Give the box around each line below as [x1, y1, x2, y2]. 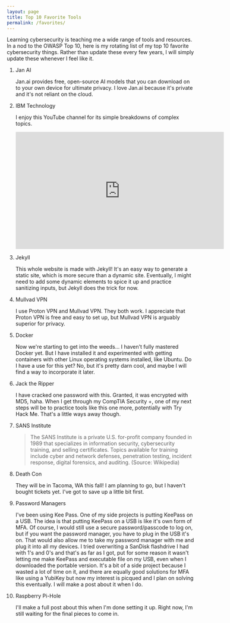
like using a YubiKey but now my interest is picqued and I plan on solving [15, 575, 194, 582]
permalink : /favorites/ [7, 20, 66, 26]
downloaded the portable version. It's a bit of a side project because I [15, 562, 186, 569]
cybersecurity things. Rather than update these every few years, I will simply [7, 49, 194, 56]
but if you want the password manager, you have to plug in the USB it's [15, 530, 190, 537]
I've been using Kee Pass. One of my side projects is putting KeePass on [15, 511, 193, 518]
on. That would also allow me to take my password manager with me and [15, 537, 194, 544]
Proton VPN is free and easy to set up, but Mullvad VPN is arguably [15, 314, 180, 321]
